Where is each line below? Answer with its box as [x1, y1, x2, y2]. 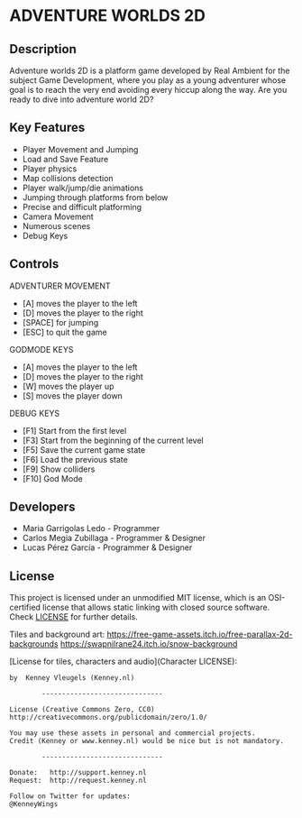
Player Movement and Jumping [22, 143, 139, 154]
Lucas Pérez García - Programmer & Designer [22, 542, 193, 553]
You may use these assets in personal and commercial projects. [9, 729, 256, 738]
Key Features [9, 120, 86, 135]
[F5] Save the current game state [22, 444, 146, 455]
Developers [9, 500, 76, 515]
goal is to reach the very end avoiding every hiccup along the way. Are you [9, 85, 288, 95]
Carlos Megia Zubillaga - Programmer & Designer [22, 533, 206, 544]
